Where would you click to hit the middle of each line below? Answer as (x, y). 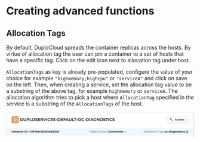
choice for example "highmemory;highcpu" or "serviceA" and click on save (97, 78)
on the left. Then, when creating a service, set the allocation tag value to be (99, 84)
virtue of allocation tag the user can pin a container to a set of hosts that (95, 54)
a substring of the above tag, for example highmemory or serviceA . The (92, 91)
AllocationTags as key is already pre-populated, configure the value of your (99, 72)
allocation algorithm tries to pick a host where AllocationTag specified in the (100, 97)
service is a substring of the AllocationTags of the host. (75, 104)
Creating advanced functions (80, 11)
